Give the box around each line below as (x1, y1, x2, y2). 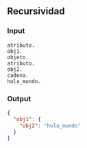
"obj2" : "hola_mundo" (19, 122, 81, 129)
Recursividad (7, 6, 65, 17)
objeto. (7, 54, 29, 61)
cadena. (7, 72, 29, 78)
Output (7, 94, 32, 103)
